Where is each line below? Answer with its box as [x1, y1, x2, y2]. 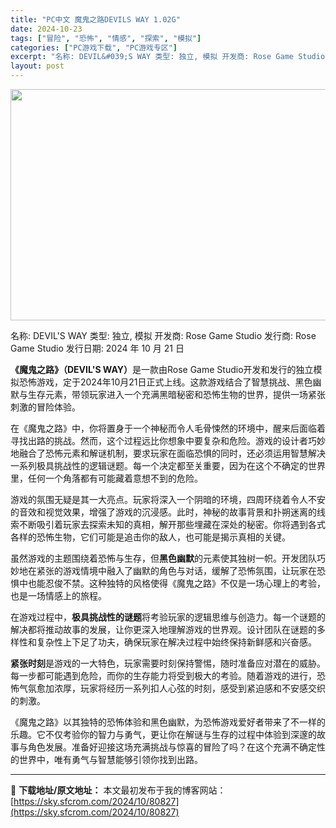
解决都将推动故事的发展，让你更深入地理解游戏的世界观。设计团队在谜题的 [10, 624, 317, 635]
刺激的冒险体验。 [10, 401, 81, 413]
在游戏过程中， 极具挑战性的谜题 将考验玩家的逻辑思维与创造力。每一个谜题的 [10, 611, 326, 623]
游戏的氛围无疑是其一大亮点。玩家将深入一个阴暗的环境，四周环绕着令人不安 [10, 494, 326, 505]
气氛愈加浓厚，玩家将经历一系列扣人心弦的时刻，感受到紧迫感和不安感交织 [18, 682, 326, 694]
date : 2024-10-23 [10, 24, 83, 34]
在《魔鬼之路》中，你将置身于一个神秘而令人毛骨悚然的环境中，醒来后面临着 [10, 422, 326, 434]
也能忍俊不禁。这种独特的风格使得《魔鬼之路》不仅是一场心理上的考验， [27, 577, 326, 589]
